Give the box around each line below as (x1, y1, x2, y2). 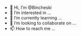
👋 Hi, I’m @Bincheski (9, 5, 52, 10)
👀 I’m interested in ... (9, 10, 52, 16)
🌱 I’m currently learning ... (9, 15, 62, 20)
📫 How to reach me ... (9, 26, 55, 31)
